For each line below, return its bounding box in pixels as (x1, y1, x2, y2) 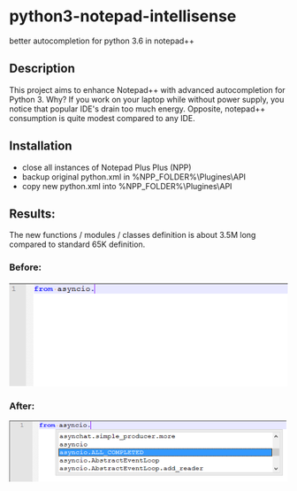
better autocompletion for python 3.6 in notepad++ (9, 35, 194, 46)
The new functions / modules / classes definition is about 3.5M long (9, 230, 256, 241)
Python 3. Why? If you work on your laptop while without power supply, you (9, 94, 285, 104)
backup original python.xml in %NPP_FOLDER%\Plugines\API (21, 171, 246, 182)
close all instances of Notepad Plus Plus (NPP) (21, 162, 192, 173)
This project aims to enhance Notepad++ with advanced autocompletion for (9, 84, 286, 95)
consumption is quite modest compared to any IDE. (9, 112, 196, 123)
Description (9, 61, 75, 76)
